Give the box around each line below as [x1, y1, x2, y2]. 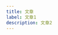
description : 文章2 [6, 20, 53, 26]
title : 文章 [6, 8, 34, 15]
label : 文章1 [6, 14, 37, 20]
